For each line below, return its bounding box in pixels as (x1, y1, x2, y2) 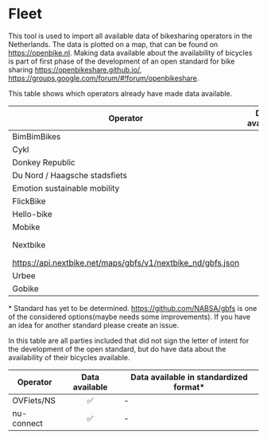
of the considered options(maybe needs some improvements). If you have (8, 312, 251, 321)
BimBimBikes (12, 130, 61, 142)
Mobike (12, 221, 41, 232)
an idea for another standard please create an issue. (8, 320, 180, 330)
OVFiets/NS (12, 394, 56, 406)
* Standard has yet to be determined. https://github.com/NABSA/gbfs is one (8, 303, 257, 313)
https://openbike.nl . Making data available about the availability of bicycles (8, 48, 253, 57)
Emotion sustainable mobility (12, 182, 120, 193)
